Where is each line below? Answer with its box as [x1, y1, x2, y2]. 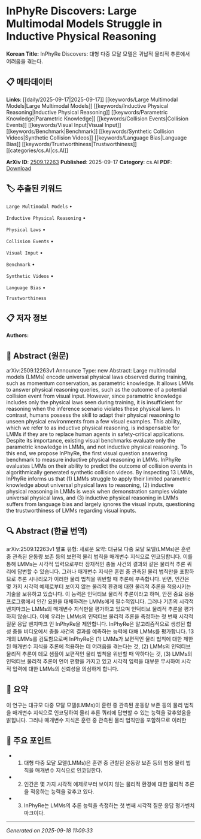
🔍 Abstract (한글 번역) [6, 526, 88, 536]
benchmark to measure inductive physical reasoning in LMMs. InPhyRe [6, 456, 181, 464]
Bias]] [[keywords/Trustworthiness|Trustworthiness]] [6, 140, 137, 147]
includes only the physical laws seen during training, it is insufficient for [6, 399, 182, 406]
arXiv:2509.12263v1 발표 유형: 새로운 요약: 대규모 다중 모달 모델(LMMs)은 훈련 [6, 546, 191, 552]
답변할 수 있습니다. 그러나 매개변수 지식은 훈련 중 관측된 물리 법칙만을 [17, 568, 178, 575]
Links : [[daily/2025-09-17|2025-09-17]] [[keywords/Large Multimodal [6, 96, 178, 103]
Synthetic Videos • [6, 272, 54, 279]
